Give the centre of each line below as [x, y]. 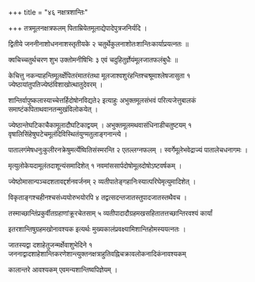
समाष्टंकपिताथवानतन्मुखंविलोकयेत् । [53, 109]
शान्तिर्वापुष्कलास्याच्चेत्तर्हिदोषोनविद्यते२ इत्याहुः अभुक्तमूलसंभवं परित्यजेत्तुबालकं [102, 100]
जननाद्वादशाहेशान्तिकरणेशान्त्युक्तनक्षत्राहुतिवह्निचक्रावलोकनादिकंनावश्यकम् [97, 254]
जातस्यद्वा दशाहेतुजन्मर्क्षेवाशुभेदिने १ [51, 245]
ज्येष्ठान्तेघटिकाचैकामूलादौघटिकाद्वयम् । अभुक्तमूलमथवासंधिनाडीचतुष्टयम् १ [100, 125]
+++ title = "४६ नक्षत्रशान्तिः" [48, 12]
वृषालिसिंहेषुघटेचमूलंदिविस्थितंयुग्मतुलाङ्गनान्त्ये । [68, 134]
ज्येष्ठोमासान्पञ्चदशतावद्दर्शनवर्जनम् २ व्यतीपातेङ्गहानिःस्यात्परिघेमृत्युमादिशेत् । [102, 181]
